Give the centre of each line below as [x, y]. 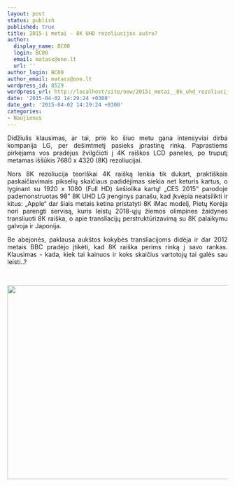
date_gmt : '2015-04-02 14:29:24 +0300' [65, 105]
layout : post [26, 14]
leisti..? [17, 262]
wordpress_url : [29, 92]
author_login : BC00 [36, 72]
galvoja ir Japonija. [34, 225]
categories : [24, 111]
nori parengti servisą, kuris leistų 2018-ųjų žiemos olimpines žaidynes [117, 211]
